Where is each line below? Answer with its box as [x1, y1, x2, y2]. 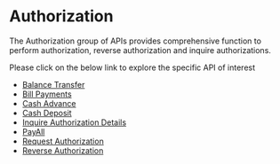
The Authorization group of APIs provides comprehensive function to [9, 35, 262, 46]
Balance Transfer [21, 79, 85, 90]
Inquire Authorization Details [21, 117, 127, 128]
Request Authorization [21, 136, 104, 146]
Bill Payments [21, 89, 73, 99]
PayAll [21, 126, 45, 137]
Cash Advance [21, 98, 76, 108]
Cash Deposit [21, 107, 73, 118]
